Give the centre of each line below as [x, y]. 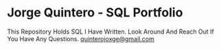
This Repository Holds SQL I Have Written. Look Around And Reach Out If [111, 32]
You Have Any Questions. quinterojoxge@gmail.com [81, 38]
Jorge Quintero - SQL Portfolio [95, 13]
